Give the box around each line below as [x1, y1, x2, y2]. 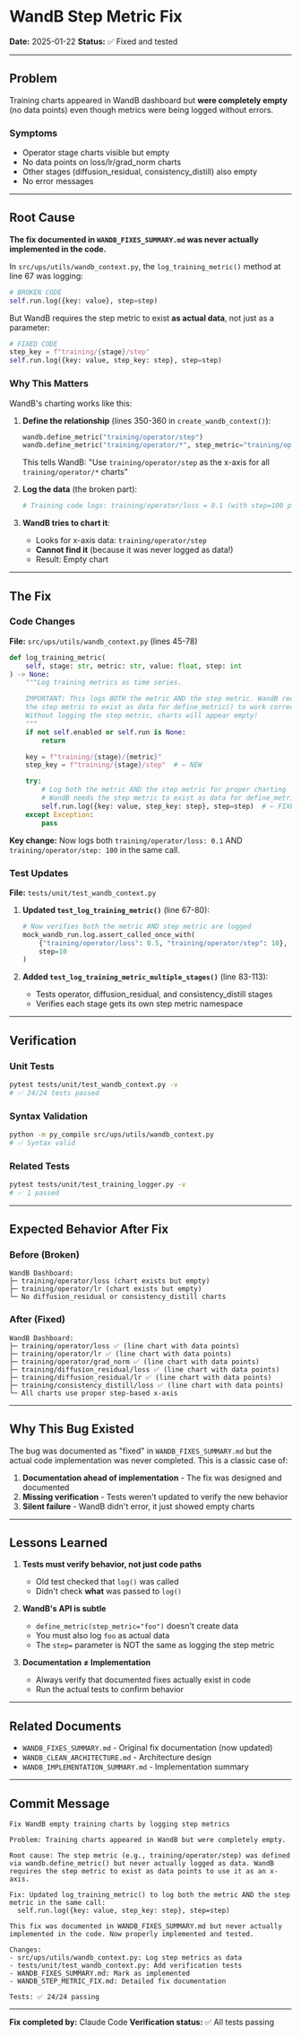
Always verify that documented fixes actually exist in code [35, 1674, 251, 1685]
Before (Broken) [9, 1249, 81, 1261]
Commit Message [9, 1795, 110, 1811]
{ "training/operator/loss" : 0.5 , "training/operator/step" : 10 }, [39, 938, 288, 948]
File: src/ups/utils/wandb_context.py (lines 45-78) [9, 636, 199, 646]
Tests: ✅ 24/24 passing [9, 1993, 100, 2002]
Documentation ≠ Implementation [21, 1657, 151, 1668]
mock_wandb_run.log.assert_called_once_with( [21, 930, 195, 939]
